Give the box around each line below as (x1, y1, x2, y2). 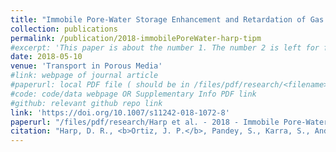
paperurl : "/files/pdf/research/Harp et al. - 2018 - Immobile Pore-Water (10, 117, 329, 127)
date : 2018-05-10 (10, 52, 83, 62)
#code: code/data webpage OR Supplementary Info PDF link (10, 89, 257, 99)
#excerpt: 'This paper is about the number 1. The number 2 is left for (10, 42, 320, 53)
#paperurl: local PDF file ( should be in (10, 80, 190, 90)
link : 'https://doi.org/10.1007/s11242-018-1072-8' (10, 107, 230, 118)
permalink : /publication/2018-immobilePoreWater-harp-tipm (10, 33, 262, 43)
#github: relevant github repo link (10, 98, 163, 108)
